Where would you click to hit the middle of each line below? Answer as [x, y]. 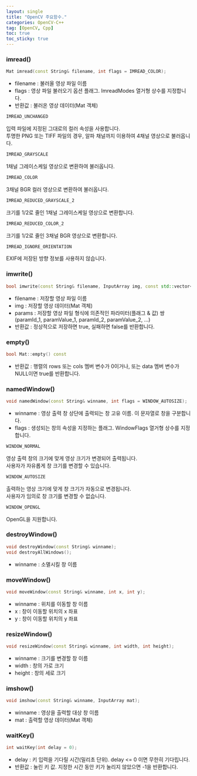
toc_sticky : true [27, 39]
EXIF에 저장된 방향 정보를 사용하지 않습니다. [56, 258]
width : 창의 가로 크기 [39, 665]
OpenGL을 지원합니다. [32, 519]
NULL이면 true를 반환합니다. [47, 373]
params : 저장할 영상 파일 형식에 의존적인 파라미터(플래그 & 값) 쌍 [90, 313]
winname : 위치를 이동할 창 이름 [51, 604]
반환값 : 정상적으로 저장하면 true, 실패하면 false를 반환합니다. [84, 326]
